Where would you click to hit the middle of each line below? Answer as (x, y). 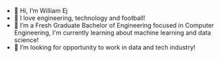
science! (26, 40)
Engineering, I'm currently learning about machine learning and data (113, 32)
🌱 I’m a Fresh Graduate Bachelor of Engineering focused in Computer (114, 25)
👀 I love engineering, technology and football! (80, 18)
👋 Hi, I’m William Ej (41, 11)
